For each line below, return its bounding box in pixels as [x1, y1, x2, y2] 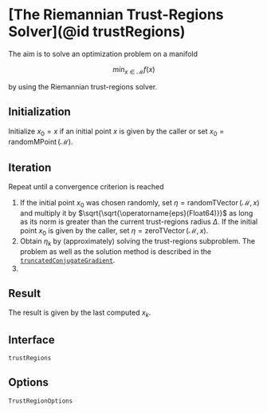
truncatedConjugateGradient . [19, 255, 116, 264]
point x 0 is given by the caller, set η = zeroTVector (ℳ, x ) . [19, 225, 209, 237]
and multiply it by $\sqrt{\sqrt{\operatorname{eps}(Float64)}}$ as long [19, 208, 253, 217]
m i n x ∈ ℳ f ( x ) [112, 64, 155, 76]
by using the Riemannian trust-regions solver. [8, 81, 158, 91]
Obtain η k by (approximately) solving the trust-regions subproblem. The [19, 236, 256, 248]
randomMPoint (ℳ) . [8, 137, 73, 147]
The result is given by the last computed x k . [8, 308, 151, 320]
